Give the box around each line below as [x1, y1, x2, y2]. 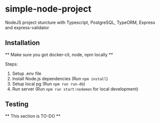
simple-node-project [5, 3, 92, 15]
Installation [5, 39, 40, 47]
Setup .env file [12, 70, 41, 76]
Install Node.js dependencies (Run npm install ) [12, 75, 108, 81]
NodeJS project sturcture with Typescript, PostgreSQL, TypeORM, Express [5, 19, 155, 25]
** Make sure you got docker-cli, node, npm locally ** [5, 52, 113, 57]
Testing [5, 100, 29, 108]
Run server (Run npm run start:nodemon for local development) [12, 86, 139, 92]
